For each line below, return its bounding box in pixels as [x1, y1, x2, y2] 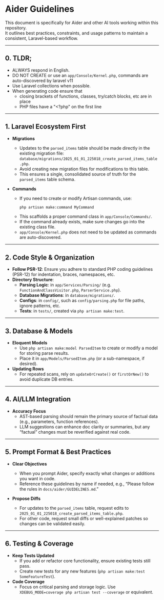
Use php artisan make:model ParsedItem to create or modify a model [19, 345, 158, 351]
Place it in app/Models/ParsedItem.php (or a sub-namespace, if [19, 356, 145, 362]
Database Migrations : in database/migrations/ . [19, 292, 115, 298]
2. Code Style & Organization [5, 253, 95, 261]
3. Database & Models [5, 327, 73, 335]
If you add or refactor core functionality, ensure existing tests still [19, 558, 151, 564]
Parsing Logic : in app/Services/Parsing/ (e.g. [19, 282, 111, 288]
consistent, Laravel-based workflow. [5, 35, 79, 41]
